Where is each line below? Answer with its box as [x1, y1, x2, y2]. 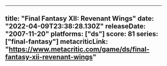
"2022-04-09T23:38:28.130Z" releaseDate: [5, 22, 146, 31]
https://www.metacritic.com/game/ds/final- [8, 45, 150, 54]
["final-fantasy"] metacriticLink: [5, 37, 108, 46]
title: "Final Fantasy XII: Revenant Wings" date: [5, 14, 154, 23]
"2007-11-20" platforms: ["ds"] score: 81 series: [5, 30, 159, 38]
